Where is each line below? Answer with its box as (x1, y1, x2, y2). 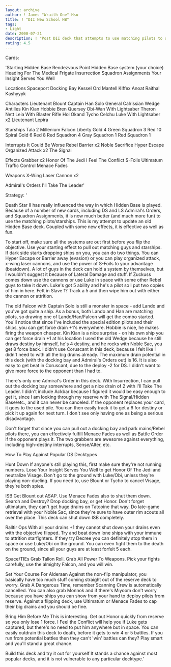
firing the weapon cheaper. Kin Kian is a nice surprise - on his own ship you (5, 329, 164, 336)
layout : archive (5, 7, 40, 13)
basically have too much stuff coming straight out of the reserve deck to (5, 576, 157, 582)
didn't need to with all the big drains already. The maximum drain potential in (5, 351, 166, 357)
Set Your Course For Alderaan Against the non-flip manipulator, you (5, 571, 147, 577)
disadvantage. (5, 415, 36, 422)
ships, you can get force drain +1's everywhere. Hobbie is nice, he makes (5, 324, 159, 330)
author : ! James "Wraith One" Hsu (5, 12, 79, 17)
